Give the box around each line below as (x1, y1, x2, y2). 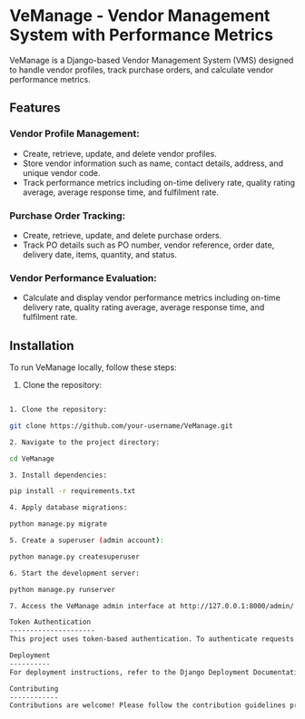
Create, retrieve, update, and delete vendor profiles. (22, 148, 218, 159)
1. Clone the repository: (9, 405, 107, 414)
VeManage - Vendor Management (9, 5, 271, 26)
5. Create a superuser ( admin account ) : (9, 536, 165, 545)
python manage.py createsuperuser (9, 552, 141, 561)
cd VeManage (9, 454, 54, 463)
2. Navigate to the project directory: (9, 437, 161, 447)
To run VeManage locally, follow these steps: (9, 362, 177, 373)
